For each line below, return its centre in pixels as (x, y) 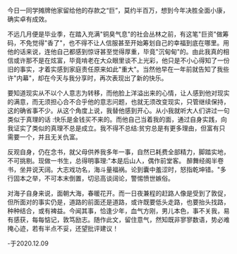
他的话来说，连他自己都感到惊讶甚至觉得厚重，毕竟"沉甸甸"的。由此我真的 (115, 52)
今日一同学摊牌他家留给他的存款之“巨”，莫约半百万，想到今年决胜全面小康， (118, 10)
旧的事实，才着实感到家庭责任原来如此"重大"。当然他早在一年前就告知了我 (115, 69)
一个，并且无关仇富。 (50, 137)
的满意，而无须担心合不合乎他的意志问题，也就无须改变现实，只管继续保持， (119, 102)
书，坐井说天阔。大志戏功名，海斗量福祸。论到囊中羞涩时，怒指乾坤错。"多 (117, 170)
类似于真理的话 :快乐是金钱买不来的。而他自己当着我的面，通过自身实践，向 (117, 119)
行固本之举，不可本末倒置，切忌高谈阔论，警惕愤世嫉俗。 (91, 178)
